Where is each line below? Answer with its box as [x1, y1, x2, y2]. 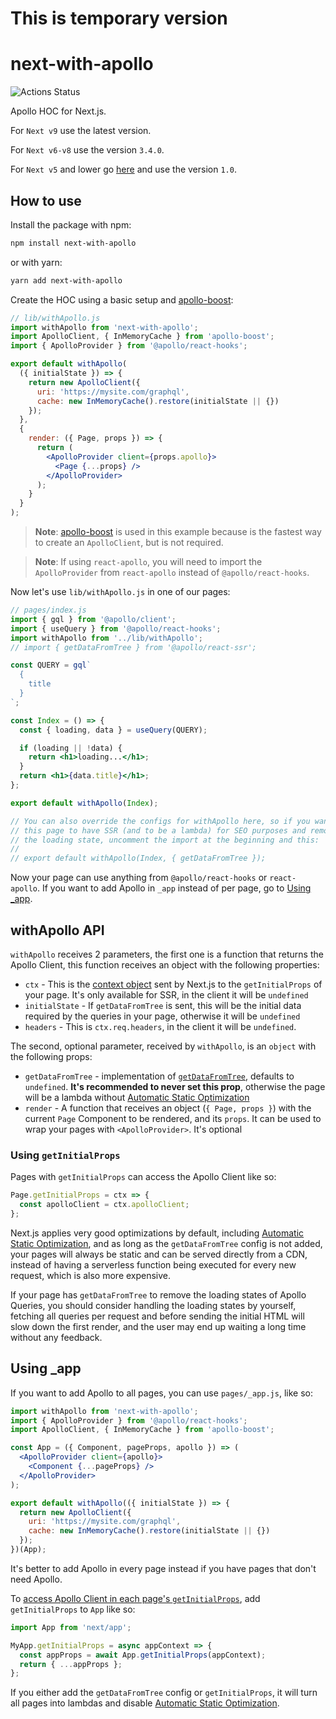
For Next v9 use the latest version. [10, 125, 152, 137]
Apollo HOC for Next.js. [10, 105, 107, 117]
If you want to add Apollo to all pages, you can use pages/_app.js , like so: [10, 1387, 313, 1399]
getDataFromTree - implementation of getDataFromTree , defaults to [24, 1070, 295, 1082]
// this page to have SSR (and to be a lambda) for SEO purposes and [10, 825, 307, 836]
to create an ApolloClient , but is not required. [34, 537, 224, 549]
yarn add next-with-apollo [10, 275, 123, 286]
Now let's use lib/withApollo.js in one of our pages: [10, 586, 231, 598]
